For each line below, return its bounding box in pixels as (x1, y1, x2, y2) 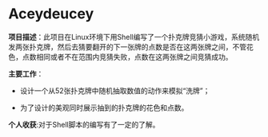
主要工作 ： (8, 68, 44, 78)
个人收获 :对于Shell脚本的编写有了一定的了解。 (8, 119, 160, 129)
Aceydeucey (8, 5, 94, 23)
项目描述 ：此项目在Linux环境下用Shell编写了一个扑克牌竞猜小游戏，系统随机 (8, 32, 260, 41)
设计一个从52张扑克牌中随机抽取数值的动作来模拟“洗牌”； (19, 85, 210, 96)
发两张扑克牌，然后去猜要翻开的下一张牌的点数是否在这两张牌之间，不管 (8, 41, 246, 52)
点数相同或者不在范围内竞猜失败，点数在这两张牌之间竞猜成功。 (22, 52, 233, 61)
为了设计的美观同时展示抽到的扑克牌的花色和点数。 (19, 103, 189, 112)
